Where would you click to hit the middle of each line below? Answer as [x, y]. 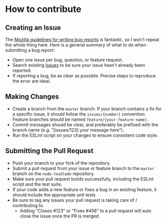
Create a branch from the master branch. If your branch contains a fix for [87, 109]
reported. [22, 70]
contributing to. [28, 205]
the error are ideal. [31, 81]
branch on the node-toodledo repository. [54, 174]
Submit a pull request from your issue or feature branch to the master [83, 168]
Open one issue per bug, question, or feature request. [68, 60]
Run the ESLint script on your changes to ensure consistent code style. [85, 135]
